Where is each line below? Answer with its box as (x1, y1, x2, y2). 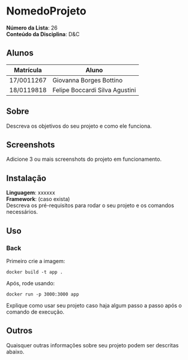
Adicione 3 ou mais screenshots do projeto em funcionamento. (6, 155, 162, 163)
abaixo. (6, 348, 25, 355)
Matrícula (14, 66, 42, 74)
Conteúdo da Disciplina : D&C (6, 30, 80, 37)
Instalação (6, 173, 47, 183)
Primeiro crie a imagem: (6, 257, 65, 264)
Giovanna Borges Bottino (52, 76, 123, 84)
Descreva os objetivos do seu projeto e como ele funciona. (6, 122, 152, 129)
